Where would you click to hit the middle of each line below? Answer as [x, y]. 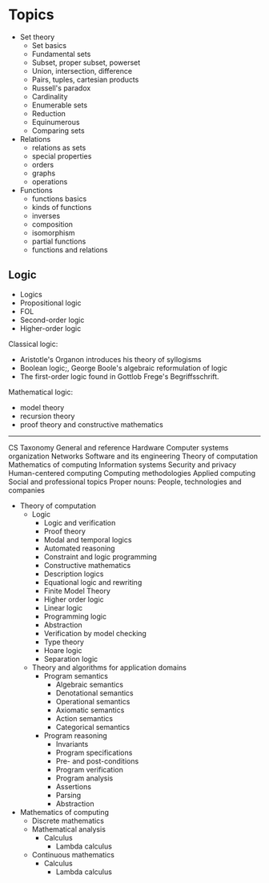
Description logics [74, 574]
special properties [62, 156]
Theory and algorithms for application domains [109, 667]
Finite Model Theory [77, 591]
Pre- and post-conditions [97, 761]
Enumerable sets [60, 105]
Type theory [64, 642]
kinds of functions [62, 207]
